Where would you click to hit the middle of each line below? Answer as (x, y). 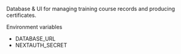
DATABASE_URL (35, 39)
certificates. (21, 15)
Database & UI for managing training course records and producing (91, 9)
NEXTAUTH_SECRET (41, 45)
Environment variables (34, 27)
